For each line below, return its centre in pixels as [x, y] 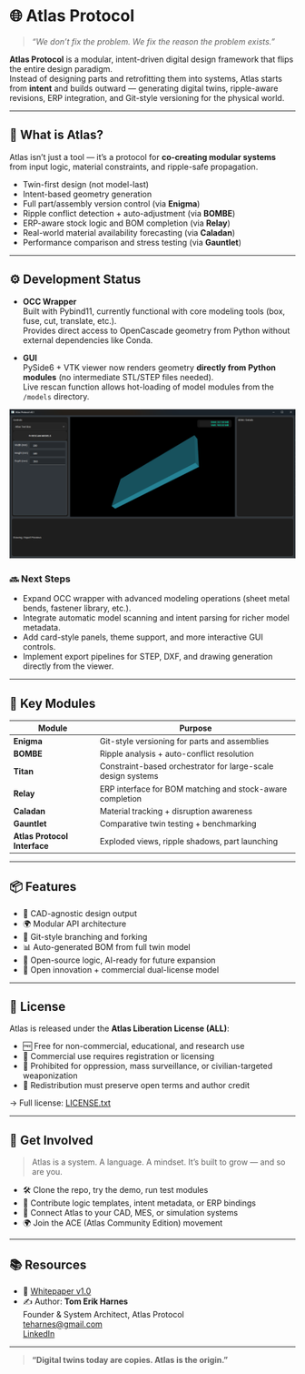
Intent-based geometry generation [87, 194]
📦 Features [43, 887]
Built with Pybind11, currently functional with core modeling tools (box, [154, 311]
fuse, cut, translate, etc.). [69, 320]
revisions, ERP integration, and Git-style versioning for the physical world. [147, 97]
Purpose [196, 728]
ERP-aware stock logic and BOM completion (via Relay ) [127, 223]
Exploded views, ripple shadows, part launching [189, 841]
